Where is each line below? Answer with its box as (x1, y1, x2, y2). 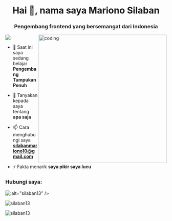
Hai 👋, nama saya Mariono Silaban (12, 5, 160, 16)
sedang (12, 55, 29, 61)
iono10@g (12, 148, 35, 154)
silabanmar (12, 143, 37, 149)
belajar (12, 61, 28, 67)
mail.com (12, 153, 33, 159)
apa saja (12, 114, 32, 120)
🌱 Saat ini (12, 44, 33, 50)
